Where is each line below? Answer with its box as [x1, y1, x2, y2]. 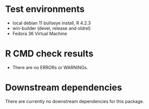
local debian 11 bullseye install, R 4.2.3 [12, 20, 91, 26]
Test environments [5, 3, 85, 15]
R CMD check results [5, 48, 94, 59]
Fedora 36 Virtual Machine [12, 30, 67, 36]
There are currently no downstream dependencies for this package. [5, 98, 145, 104]
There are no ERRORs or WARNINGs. [12, 64, 88, 70]
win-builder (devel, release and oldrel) [12, 25, 91, 31]
